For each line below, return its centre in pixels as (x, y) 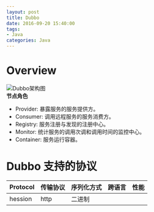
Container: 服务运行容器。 (48, 139)
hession (21, 199)
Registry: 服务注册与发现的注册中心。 (62, 124)
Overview (31, 71)
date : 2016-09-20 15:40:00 (41, 23)
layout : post (23, 12)
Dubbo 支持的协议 (52, 166)
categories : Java (28, 40)
